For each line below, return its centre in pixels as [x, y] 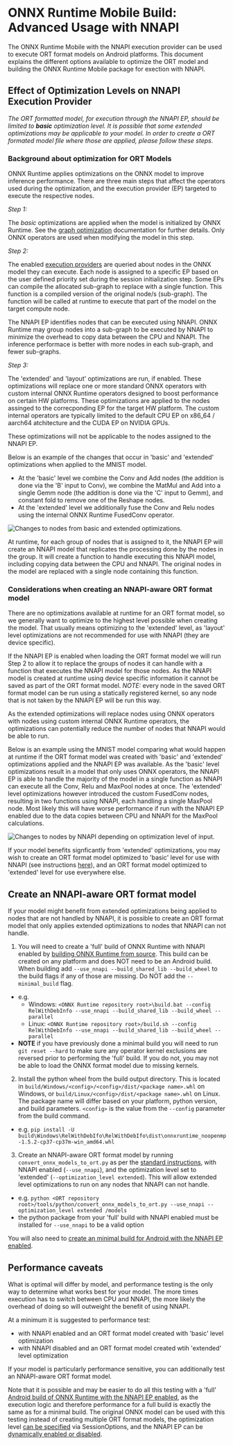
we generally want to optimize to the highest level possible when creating [113, 620]
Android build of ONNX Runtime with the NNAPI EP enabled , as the [103, 1397]
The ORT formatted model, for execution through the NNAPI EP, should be [114, 118]
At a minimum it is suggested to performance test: [79, 1320]
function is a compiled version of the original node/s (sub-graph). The [107, 294]
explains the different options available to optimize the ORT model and [108, 61]
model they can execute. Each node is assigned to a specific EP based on [113, 272]
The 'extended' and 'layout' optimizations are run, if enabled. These [105, 379]
